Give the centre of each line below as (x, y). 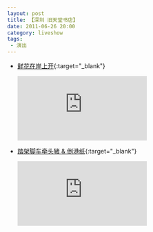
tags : (15, 39)
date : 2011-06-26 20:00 (41, 26)
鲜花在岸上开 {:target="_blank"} (61, 66)
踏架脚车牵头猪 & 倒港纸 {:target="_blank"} (77, 151)
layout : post (26, 13)
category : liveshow (35, 33)
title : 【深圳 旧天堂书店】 (43, 20)
